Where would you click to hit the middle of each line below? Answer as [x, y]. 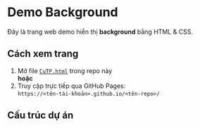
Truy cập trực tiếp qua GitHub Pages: [71, 86]
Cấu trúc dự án [40, 116]
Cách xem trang [43, 54]
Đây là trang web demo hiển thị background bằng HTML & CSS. [100, 32]
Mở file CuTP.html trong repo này [65, 70]
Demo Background [63, 12]
